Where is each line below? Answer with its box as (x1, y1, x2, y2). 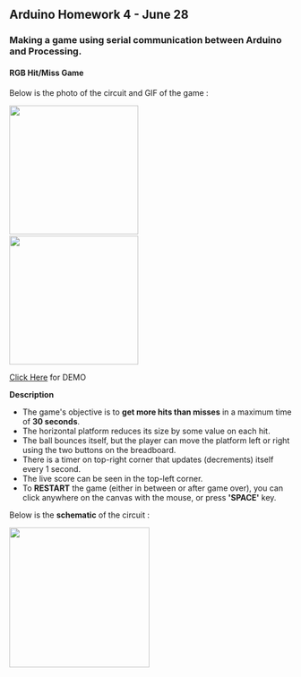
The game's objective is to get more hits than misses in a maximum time (21, 407, 292, 417)
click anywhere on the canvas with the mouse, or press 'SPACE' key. (21, 492, 277, 502)
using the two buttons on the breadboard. (21, 444, 176, 455)
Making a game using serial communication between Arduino (9, 34, 282, 47)
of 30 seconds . (21, 416, 81, 426)
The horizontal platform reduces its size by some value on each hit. (21, 425, 271, 436)
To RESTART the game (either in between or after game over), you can (21, 483, 284, 493)
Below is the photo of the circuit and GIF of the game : (9, 87, 209, 98)
